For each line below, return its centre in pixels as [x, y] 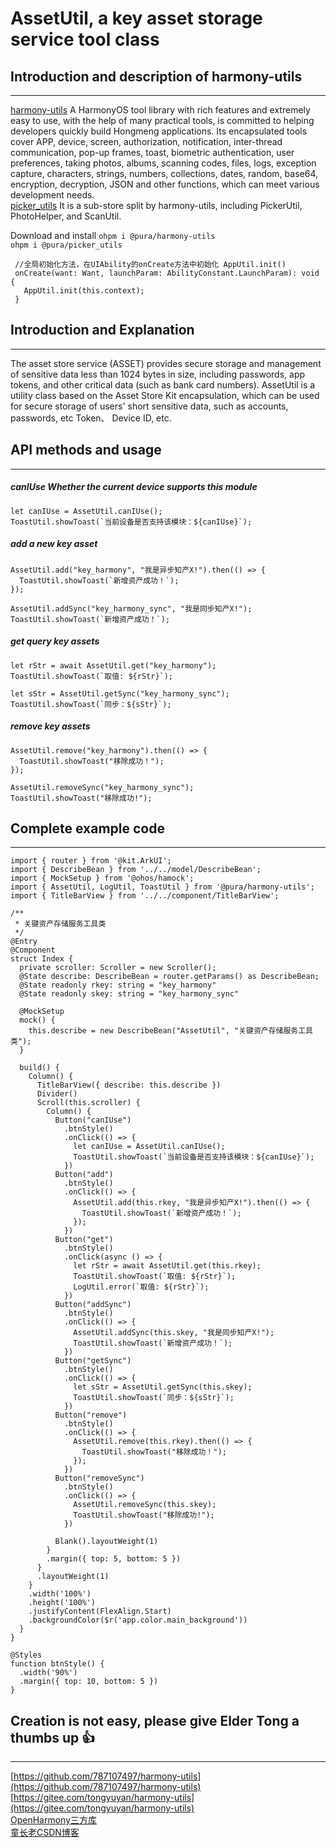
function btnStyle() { [57, 1664]
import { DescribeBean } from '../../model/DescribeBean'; [136, 870]
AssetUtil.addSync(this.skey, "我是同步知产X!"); [174, 1333]
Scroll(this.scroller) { [88, 1103]
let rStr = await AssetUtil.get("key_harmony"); [113, 665]
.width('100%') [60, 1594]
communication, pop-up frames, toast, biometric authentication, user [152, 152]
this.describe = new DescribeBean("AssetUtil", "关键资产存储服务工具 [171, 1031]
